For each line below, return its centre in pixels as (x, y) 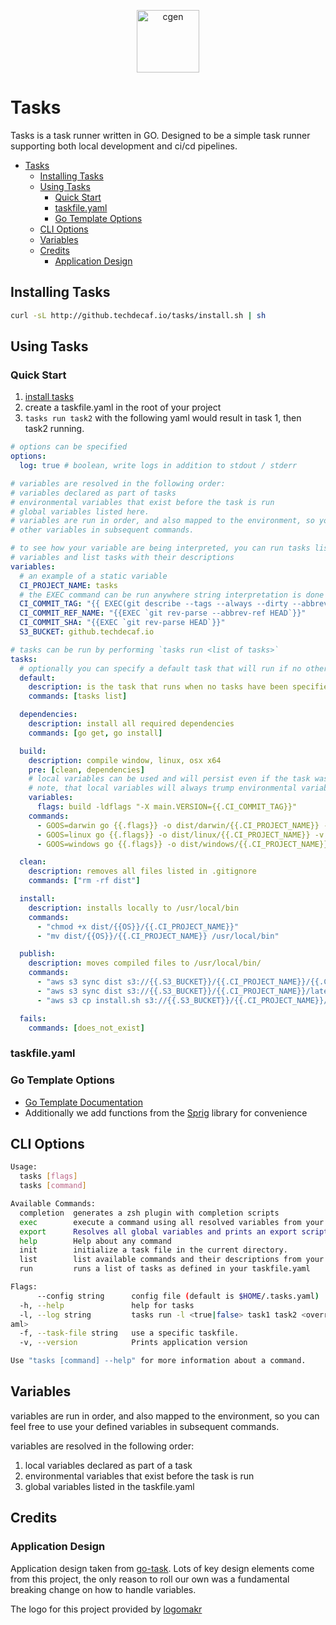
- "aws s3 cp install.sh (88, 1000)
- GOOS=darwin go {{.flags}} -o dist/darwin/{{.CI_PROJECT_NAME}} (178, 825)
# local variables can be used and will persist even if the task (169, 779)
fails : (33, 1018)
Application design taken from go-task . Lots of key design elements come (162, 1568)
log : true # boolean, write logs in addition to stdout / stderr (158, 466)
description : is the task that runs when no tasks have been (158, 687)
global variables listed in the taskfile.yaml (109, 1486)
